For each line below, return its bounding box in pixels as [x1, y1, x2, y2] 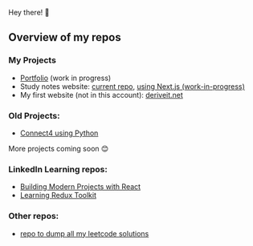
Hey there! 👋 [8, 8, 50, 17]
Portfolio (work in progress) [19, 73, 112, 83]
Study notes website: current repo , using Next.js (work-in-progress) [19, 81, 245, 91]
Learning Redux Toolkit [19, 191, 96, 200]
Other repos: [8, 211, 59, 222]
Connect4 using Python [19, 128, 99, 138]
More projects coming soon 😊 [8, 143, 109, 153]
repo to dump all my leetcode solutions [19, 228, 149, 238]
